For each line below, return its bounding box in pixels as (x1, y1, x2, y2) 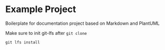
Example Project (5, 4, 76, 15)
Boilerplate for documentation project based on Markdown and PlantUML (5, 20, 160, 26)
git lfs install (5, 39, 40, 45)
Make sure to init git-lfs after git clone (5, 30, 87, 36)
